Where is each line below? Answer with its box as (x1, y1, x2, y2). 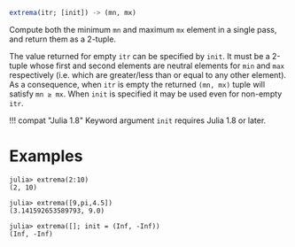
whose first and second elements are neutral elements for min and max (29, 60, 285, 71)
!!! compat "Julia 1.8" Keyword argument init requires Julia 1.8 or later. (9, 115, 267, 126)
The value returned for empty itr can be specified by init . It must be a (9, 50, 270, 61)
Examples (9, 146, 83, 166)
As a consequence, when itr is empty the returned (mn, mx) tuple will (9, 79, 266, 89)
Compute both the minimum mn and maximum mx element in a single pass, (9, 24, 277, 35)
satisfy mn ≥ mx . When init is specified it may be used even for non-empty (9, 89, 283, 99)
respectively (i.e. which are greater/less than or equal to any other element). (9, 69, 286, 80)
